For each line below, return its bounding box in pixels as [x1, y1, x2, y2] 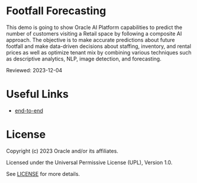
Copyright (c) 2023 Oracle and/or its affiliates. [6, 147, 118, 155]
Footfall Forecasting [6, 4, 106, 18]
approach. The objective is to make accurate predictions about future [6, 36, 176, 43]
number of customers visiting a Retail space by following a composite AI [6, 30, 182, 37]
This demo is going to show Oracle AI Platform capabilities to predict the [6, 24, 183, 31]
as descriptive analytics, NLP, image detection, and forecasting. [6, 55, 162, 62]
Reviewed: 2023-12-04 [6, 66, 63, 73]
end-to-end [14, 107, 43, 114]
